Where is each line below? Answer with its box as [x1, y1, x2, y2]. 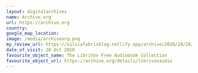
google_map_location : [6, 31, 60, 36]
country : [6, 25, 28, 31]
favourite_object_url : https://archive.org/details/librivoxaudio [6, 58, 173, 64]
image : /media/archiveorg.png [6, 36, 81, 42]
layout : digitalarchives [6, 8, 67, 15]
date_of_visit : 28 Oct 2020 [6, 47, 75, 53]
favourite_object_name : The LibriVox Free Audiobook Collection [6, 52, 167, 58]
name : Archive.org [6, 14, 51, 20]
